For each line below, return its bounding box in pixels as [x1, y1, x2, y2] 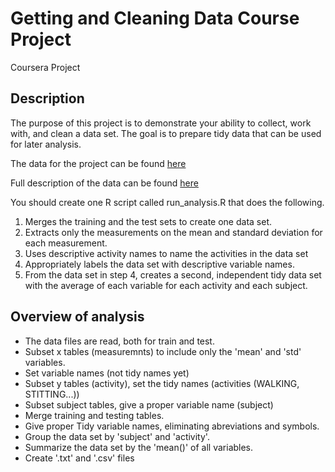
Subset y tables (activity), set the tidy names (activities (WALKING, [24, 377, 300, 389]
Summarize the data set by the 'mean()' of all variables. [24, 441, 254, 453]
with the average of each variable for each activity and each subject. [24, 279, 308, 291]
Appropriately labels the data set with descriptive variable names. [24, 258, 295, 270]
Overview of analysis [10, 308, 145, 326]
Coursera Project [10, 61, 81, 73]
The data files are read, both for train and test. [24, 335, 215, 347]
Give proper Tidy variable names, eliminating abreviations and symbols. [24, 420, 320, 432]
